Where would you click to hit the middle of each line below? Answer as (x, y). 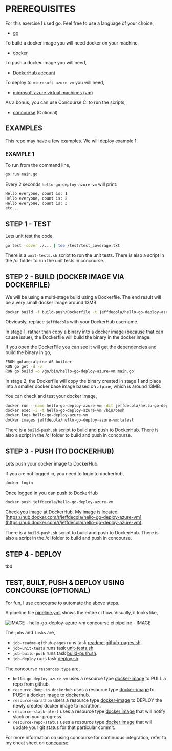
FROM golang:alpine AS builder (39, 362)
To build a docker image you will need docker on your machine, (72, 43)
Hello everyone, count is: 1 (36, 193)
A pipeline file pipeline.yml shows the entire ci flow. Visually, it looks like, (82, 613)
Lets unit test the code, (29, 236)
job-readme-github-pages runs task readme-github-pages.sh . (77, 643)
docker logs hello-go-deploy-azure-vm (47, 415)
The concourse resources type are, (43, 669)
